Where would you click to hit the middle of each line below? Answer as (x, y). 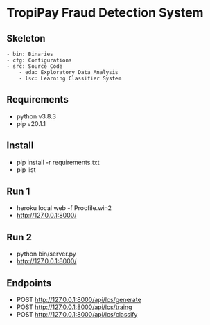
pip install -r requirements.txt (58, 162)
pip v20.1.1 (31, 123)
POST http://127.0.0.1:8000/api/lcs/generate (79, 300)
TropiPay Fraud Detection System (105, 13)
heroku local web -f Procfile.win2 (64, 208)
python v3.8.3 (36, 116)
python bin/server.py (46, 254)
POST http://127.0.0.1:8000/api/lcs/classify (77, 315)
